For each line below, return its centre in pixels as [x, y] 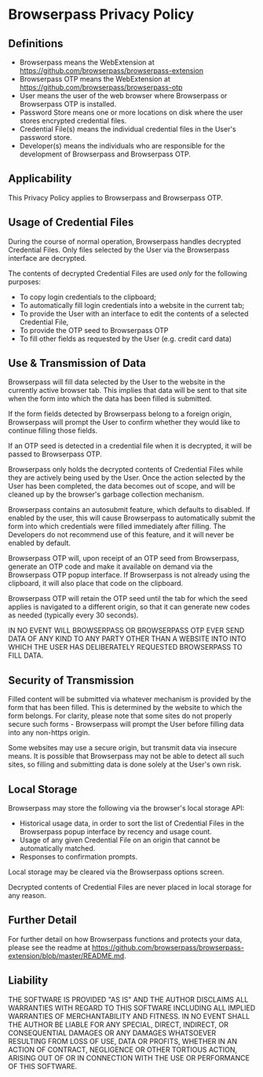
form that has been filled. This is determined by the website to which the [125, 708]
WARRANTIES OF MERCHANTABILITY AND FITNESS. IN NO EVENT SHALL [129, 1016]
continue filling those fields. [53, 430]
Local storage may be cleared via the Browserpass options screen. [116, 872]
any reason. [27, 896]
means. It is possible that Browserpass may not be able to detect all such [126, 756]
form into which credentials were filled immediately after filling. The [117, 526]
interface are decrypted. [47, 258]
